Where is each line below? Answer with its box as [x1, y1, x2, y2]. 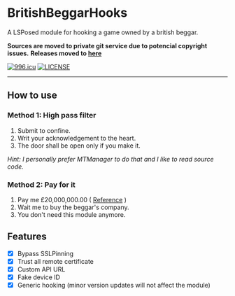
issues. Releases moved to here [7, 49, 102, 57]
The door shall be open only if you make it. [17, 141, 141, 150]
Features [7, 231, 47, 243]
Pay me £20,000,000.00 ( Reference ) [17, 195, 127, 204]
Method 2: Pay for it [7, 180, 76, 190]
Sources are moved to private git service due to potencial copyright [7, 41, 208, 50]
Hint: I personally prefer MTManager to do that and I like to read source [7, 155, 215, 163]
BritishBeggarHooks [7, 5, 128, 21]
